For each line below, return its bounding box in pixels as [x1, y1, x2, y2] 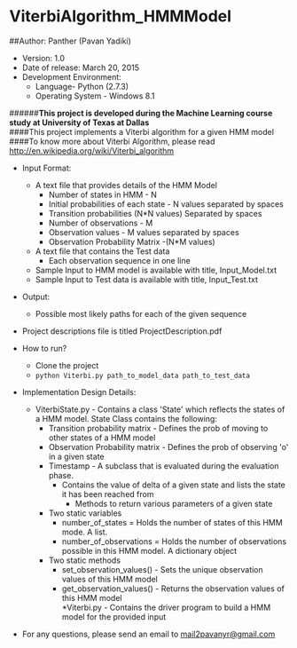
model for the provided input [61, 611, 167, 622]
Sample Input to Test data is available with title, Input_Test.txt [35, 273, 259, 285]
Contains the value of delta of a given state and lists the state [61, 479, 286, 490]
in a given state [48, 451, 105, 462]
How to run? [21, 343, 67, 353]
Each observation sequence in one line [48, 255, 191, 265]
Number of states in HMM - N [48, 189, 157, 200]
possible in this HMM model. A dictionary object [61, 545, 238, 556]
